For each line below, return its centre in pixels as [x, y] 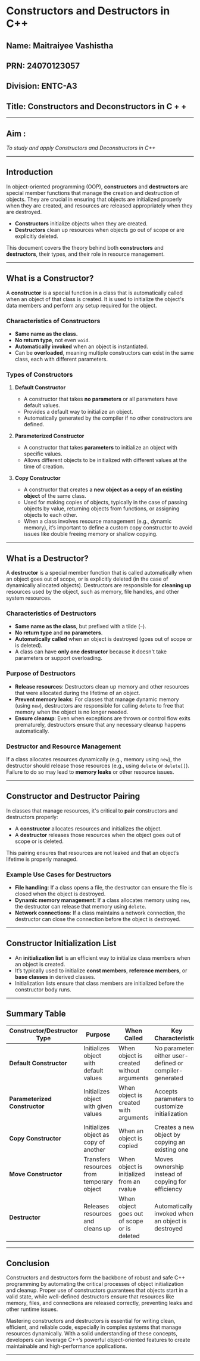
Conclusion [28, 1264]
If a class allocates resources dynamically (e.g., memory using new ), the [94, 759]
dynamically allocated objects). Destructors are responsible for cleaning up [99, 585]
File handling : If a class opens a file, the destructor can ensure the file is [104, 888]
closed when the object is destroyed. [60, 894]
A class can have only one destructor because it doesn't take [91, 652]
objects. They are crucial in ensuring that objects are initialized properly [94, 199]
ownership [169, 1167]
